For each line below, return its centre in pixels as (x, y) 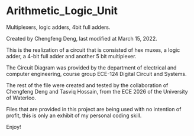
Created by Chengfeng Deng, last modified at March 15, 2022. (82, 38)
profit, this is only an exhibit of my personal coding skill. (74, 115)
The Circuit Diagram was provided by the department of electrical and (91, 67)
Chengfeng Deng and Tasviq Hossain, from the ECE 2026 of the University (97, 91)
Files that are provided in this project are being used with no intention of (94, 109)
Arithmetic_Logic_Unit (62, 11)
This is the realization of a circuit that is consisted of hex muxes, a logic (93, 50)
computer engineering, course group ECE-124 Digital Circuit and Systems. (97, 74)
